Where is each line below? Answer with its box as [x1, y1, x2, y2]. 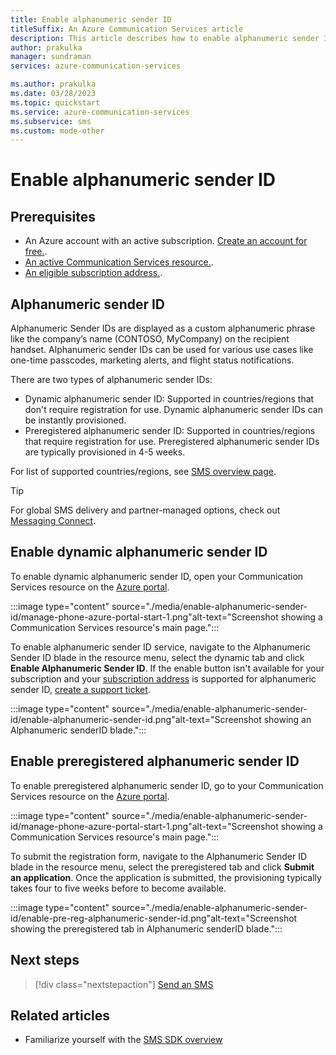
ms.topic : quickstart [10, 97, 101, 108]
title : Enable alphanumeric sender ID [10, 14, 172, 25]
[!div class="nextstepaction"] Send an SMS [34, 978, 214, 990]
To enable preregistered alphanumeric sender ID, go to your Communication [10, 779, 324, 791]
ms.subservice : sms [10, 116, 92, 126]
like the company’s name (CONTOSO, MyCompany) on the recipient [10, 333, 290, 345]
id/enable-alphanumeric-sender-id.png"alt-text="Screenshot [10, 713, 262, 725]
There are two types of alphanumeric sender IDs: [10, 374, 213, 386]
